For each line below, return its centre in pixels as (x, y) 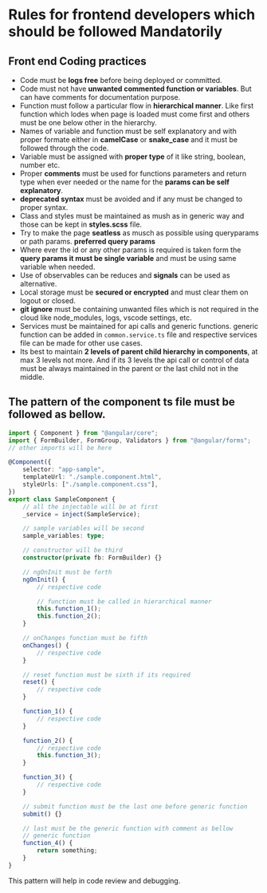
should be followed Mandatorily (116, 32)
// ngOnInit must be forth (67, 572)
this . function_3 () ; (69, 756)
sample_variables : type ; (64, 536)
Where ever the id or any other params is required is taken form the (130, 250)
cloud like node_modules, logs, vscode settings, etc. (106, 318)
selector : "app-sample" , (64, 470)
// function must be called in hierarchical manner (125, 601)
